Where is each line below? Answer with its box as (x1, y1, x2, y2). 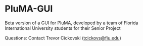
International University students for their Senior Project (5, 25, 121, 31)
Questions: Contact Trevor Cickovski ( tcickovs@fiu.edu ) (5, 35, 122, 41)
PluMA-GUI (5, 3, 53, 15)
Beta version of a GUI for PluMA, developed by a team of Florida (5, 20, 138, 26)
